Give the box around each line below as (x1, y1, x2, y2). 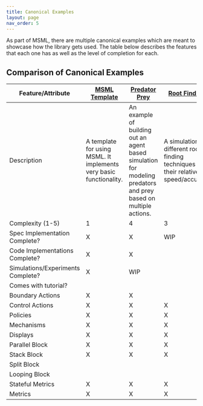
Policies (9, 311, 32, 319)
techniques (164, 160, 196, 169)
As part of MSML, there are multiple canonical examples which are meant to (6, 37, 195, 44)
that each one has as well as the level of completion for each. (6, 50, 159, 57)
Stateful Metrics (9, 380, 55, 388)
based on (129, 194, 156, 203)
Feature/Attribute (19, 89, 71, 98)
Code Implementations (9, 246, 74, 255)
